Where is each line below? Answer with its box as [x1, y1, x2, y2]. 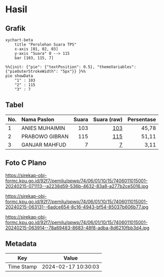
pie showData [5, 73, 33, 78]
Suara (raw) [93, 116, 123, 123]
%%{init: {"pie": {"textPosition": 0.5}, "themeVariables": [5, 65, 137, 70]
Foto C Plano [5, 159, 47, 167]
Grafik [5, 24, 26, 33]
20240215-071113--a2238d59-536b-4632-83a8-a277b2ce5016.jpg [5, 183, 149, 189]
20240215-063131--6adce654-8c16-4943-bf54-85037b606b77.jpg [5, 204, 149, 210]
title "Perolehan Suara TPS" [14, 42, 77, 47]
